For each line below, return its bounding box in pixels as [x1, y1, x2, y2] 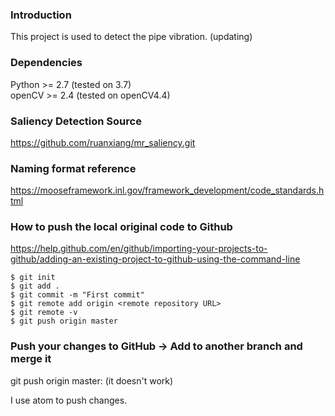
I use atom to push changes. [10, 394, 128, 406]
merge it [10, 352, 52, 366]
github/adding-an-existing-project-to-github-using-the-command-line [10, 253, 301, 265]
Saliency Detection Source [10, 114, 142, 128]
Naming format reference [10, 161, 137, 175]
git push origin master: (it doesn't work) [10, 374, 174, 387]
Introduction [10, 8, 72, 22]
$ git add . [10, 281, 60, 292]
